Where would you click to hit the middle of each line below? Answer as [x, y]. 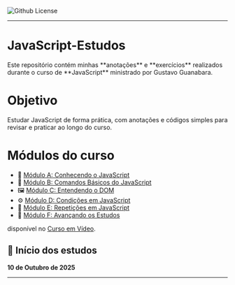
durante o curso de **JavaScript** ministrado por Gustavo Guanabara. [110, 72]
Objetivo [33, 101]
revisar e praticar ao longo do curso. [60, 127]
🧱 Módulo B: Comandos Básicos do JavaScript [84, 182]
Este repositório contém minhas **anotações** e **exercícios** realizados [115, 65]
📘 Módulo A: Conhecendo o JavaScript [73, 175]
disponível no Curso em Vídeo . [51, 228]
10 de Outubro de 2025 [41, 267]
